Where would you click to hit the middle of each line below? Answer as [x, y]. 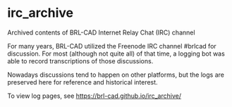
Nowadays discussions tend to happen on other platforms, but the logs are [116, 75]
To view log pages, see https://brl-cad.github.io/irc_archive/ [94, 96]
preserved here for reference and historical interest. [83, 82]
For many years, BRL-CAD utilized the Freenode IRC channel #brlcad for [112, 46]
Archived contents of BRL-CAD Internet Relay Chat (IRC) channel [101, 32]
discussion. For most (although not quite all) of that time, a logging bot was [116, 53]
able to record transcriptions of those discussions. [80, 61]
